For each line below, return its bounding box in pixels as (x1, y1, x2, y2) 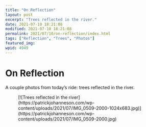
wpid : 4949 (5, 45, 29, 50)
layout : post (5, 12, 33, 17)
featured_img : (5, 41, 36, 46)
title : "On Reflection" (5, 7, 56, 13)
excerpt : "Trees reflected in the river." (5, 17, 97, 22)
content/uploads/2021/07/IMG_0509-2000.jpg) (18, 116, 117, 122)
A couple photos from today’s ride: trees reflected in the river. (5, 84, 135, 90)
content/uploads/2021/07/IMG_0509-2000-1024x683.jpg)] (18, 105, 141, 111)
